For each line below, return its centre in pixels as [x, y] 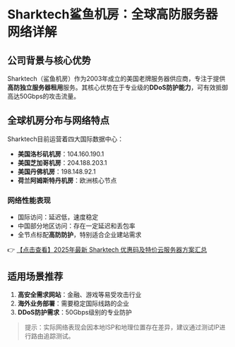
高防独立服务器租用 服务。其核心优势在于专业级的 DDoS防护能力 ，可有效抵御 [117, 87]
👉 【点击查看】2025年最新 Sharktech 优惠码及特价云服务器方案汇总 [107, 250]
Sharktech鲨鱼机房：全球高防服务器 [113, 14]
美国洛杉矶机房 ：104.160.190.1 [61, 154]
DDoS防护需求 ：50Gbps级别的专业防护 [74, 312]
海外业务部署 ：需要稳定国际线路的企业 [73, 303]
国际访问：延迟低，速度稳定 [58, 217]
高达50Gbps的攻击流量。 [44, 96]
